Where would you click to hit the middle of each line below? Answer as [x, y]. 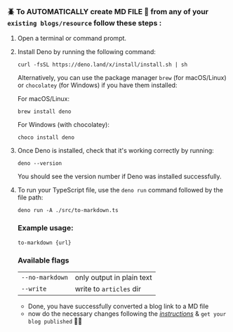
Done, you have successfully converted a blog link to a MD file [118, 306]
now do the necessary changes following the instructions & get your [127, 313]
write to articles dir [108, 288]
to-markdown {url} [44, 243]
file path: [30, 198]
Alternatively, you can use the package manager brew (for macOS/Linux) [122, 78]
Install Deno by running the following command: [87, 52]
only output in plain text [113, 277]
